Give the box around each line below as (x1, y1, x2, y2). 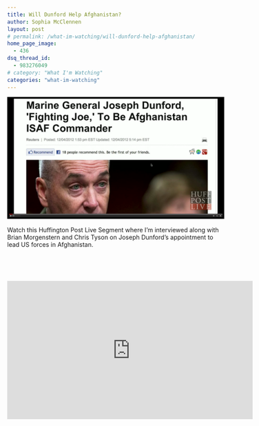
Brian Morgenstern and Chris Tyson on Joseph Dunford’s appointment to (7, 233, 214, 241)
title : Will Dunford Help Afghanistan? (7, 11, 122, 18)
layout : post (7, 26, 45, 32)
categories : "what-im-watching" (7, 77, 100, 83)
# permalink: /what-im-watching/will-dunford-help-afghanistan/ (7, 33, 196, 40)
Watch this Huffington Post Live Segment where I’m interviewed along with (7, 226, 219, 234)
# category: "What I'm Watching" (7, 69, 103, 76)
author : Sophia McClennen (7, 18, 81, 26)
